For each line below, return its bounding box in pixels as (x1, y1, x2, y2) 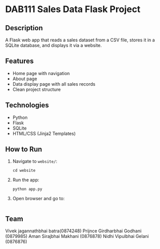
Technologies (5, 101, 49, 109)
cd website (12, 168, 36, 173)
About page (12, 76, 37, 82)
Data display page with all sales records (12, 81, 96, 87)
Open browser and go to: (12, 196, 65, 202)
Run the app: (12, 177, 39, 183)
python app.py (12, 186, 42, 192)
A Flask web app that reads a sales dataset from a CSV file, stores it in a (5, 37, 155, 43)
